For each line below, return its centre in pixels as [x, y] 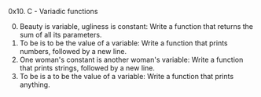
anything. [35, 84]
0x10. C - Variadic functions [53, 11]
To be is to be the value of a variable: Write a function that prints [123, 43]
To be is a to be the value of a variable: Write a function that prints [127, 76]
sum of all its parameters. [61, 35]
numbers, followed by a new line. [73, 51]
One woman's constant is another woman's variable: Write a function [131, 59]
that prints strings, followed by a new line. [87, 68]
